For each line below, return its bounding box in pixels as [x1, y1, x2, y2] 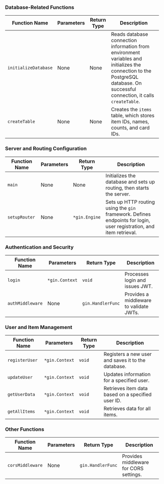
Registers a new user [103, 351, 152, 358]
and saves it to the [103, 357, 145, 364]
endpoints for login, [105, 217, 150, 223]
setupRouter [7, 214, 36, 220]
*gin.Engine [73, 214, 101, 220]
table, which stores [111, 112, 155, 119]
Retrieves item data [103, 385, 148, 392]
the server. [105, 190, 131, 197]
